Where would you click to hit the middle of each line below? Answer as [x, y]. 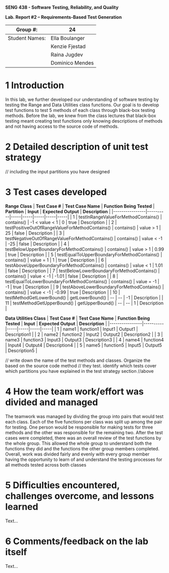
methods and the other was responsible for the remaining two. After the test [84, 432]
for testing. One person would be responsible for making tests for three [79, 427]
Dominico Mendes [72, 63]
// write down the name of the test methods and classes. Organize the [78, 360]
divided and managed [52, 402]
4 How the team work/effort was [74, 392]
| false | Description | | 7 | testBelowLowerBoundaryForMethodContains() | [82, 271]
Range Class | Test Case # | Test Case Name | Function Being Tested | [80, 206]
